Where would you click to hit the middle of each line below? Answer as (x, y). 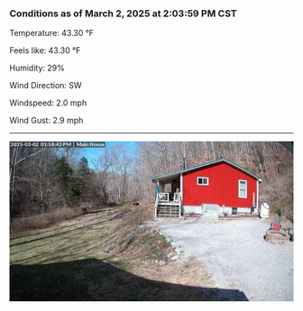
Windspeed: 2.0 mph (48, 103)
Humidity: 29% (37, 68)
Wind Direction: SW (46, 86)
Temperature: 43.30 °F (52, 33)
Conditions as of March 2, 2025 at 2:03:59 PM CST (123, 14)
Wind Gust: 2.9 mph (46, 121)
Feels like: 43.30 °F (45, 50)
